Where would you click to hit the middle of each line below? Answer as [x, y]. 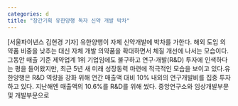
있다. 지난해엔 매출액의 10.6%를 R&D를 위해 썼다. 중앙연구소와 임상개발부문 [125, 86]
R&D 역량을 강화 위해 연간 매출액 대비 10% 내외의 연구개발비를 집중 [125, 77]
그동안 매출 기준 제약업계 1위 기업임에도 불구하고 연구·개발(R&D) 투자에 [106, 59]
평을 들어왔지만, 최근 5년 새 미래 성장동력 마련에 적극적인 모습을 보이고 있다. [120, 68]
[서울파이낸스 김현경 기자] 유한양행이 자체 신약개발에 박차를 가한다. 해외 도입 [113, 42]
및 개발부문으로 [28, 95]
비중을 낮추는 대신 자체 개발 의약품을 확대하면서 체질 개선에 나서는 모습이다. [125, 51]
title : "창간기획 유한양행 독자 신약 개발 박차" [69, 21]
